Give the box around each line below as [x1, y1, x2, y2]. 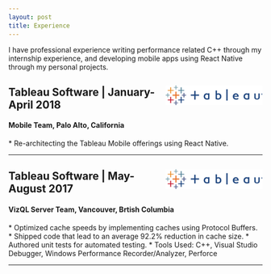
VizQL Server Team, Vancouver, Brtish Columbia [8, 204, 175, 214]
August [8, 182, 47, 196]
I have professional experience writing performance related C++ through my [8, 44, 262, 54]
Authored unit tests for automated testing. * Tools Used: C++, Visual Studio [8, 239, 258, 250]
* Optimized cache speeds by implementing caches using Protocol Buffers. [8, 222, 258, 232]
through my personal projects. [8, 61, 109, 72]
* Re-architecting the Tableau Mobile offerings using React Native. [8, 138, 229, 149]
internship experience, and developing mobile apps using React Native [8, 53, 244, 63]
